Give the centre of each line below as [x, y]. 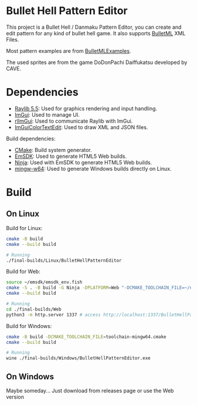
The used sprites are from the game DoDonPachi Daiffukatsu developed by [97, 62]
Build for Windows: [29, 326]
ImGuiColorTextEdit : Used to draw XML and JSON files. [81, 127]
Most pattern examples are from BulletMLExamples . [69, 50]
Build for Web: [23, 272]
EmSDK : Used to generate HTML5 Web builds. [71, 156]
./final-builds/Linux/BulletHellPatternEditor [64, 260]
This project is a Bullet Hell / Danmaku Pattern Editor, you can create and [94, 27]
